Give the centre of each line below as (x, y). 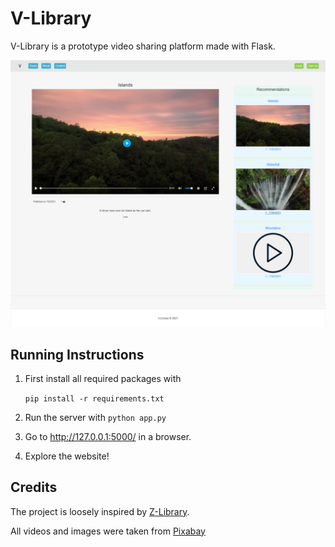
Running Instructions (77, 354)
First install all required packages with (103, 378)
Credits (34, 487)
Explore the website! (67, 456)
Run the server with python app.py (95, 417)
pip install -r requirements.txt (94, 398)
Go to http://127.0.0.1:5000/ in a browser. (108, 436)
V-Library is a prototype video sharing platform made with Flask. (143, 46)
